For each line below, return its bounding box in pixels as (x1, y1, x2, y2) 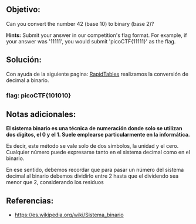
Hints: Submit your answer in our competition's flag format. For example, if (6, 32, 187, 39)
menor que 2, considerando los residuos (6, 179, 104, 186)
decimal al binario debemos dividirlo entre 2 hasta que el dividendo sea (6, 172, 179, 179)
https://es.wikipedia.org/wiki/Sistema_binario (14, 211, 124, 219)
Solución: (6, 55, 42, 65)
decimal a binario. (6, 76, 49, 84)
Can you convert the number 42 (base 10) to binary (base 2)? (6, 20, 154, 27)
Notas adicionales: (6, 109, 76, 119)
